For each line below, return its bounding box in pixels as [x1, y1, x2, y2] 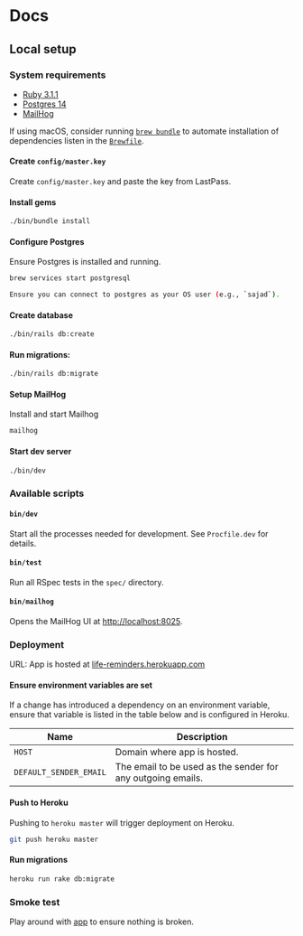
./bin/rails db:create [9, 330, 95, 339]
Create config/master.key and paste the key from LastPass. [9, 176, 232, 187]
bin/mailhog [9, 597, 54, 606]
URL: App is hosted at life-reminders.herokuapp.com [9, 659, 206, 669]
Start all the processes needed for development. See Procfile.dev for [9, 528, 269, 538]
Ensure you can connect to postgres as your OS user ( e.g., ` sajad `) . [9, 290, 280, 299]
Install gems [9, 196, 57, 208]
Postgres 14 [22, 98, 67, 109]
